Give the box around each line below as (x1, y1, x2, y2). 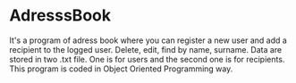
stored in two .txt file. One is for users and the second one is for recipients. (9, 54, 285, 64)
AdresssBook (9, 5, 112, 26)
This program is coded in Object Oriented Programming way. (9, 63, 233, 74)
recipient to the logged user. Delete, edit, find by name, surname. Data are (9, 44, 283, 54)
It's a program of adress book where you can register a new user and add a (9, 35, 288, 46)
